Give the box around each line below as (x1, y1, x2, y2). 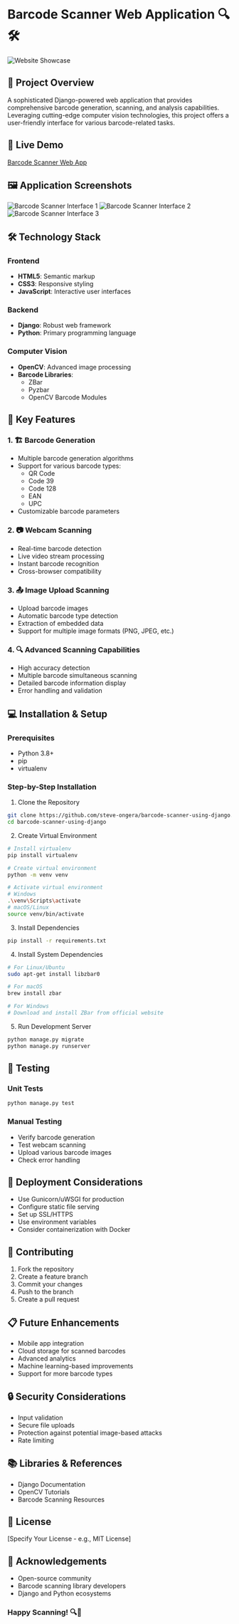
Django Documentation (17, 1479, 85, 1489)
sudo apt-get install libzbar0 (7, 970, 100, 978)
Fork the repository (17, 1265, 75, 1274)
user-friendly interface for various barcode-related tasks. (7, 118, 176, 127)
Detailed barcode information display (17, 679, 127, 688)
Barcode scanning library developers (17, 1582, 127, 1591)
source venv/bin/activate (7, 910, 84, 918)
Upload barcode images (17, 604, 89, 612)
